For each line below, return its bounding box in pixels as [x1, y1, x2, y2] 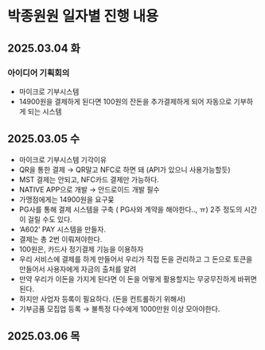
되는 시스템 [27, 107, 62, 116]
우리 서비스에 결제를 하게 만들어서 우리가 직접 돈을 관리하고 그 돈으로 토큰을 [18, 254, 253, 263]
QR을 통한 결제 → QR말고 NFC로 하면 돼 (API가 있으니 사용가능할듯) [18, 165, 232, 174]
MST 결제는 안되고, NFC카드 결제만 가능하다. [18, 174, 160, 184]
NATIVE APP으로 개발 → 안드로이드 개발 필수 [18, 185, 160, 194]
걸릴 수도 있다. [27, 214, 72, 224]
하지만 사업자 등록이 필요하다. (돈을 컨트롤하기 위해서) [18, 294, 186, 303]
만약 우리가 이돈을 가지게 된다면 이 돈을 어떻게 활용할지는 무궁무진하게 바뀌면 [18, 274, 258, 283]
